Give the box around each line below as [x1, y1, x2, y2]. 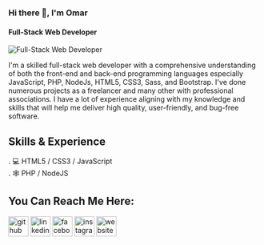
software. [8, 111, 40, 121]
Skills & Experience [8, 135, 106, 148]
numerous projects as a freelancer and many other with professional [8, 86, 234, 95]
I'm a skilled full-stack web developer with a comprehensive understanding [8, 60, 256, 70]
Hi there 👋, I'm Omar [8, 7, 88, 18]
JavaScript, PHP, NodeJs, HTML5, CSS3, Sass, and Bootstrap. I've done [8, 78, 246, 87]
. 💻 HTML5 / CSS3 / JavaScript [8, 156, 113, 166]
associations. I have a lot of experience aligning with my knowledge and [8, 94, 246, 104]
